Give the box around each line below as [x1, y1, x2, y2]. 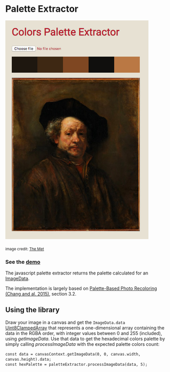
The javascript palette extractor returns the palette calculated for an [5, 270, 148, 276]
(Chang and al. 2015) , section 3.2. [5, 291, 77, 297]
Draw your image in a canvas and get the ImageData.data [5, 319, 125, 325]
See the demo [5, 258, 40, 265]
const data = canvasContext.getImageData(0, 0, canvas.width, [5, 351, 141, 357]
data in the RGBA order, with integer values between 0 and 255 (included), [5, 330, 162, 336]
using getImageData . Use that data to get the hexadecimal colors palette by [5, 336, 165, 342]
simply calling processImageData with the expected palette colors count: [5, 341, 160, 347]
